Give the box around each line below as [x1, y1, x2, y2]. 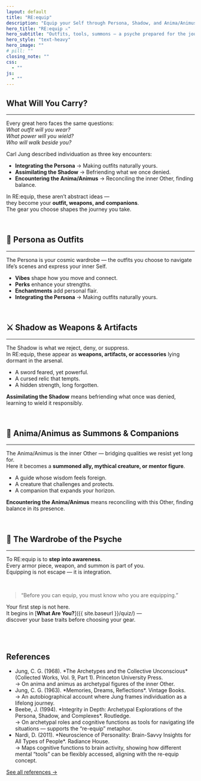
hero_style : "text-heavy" [6, 37, 71, 43]
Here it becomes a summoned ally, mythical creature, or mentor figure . [6, 463, 185, 470]
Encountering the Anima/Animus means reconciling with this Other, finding [6, 499, 193, 506]
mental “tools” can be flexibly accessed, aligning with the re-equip [14, 750, 179, 758]
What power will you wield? [6, 132, 74, 139]
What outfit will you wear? [6, 126, 71, 133]
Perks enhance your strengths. [14, 281, 92, 288]
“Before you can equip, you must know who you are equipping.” [20, 592, 178, 599]
